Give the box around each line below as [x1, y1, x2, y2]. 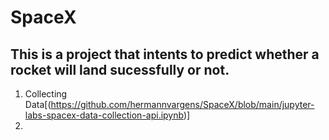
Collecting [24, 88, 68, 100]
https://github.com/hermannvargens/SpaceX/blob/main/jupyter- [50, 99, 315, 110]
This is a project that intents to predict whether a [10, 46, 320, 63]
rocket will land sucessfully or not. [10, 61, 230, 78]
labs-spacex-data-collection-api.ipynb [24, 109, 184, 121]
